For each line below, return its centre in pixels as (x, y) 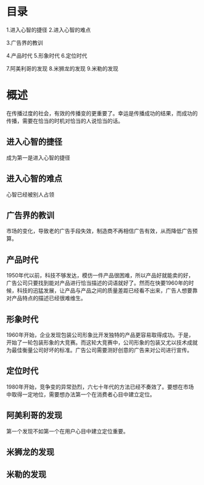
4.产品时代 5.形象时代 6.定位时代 (47, 55)
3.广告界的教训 (25, 42)
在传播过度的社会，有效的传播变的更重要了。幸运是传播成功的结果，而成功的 (102, 113)
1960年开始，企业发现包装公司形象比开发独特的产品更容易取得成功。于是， (100, 334)
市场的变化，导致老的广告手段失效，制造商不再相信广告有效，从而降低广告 (99, 231)
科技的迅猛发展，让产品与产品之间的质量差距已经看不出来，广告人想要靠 (107, 291)
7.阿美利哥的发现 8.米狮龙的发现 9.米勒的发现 (62, 68)
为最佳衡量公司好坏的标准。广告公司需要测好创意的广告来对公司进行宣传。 (99, 350)
